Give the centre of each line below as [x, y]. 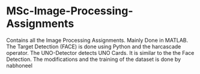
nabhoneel [20, 65]
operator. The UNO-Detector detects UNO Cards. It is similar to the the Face [100, 53]
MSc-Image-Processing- [70, 11]
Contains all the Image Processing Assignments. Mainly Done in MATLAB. [97, 40]
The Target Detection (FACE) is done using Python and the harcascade [94, 47]
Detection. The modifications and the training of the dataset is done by [94, 59]
